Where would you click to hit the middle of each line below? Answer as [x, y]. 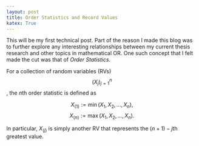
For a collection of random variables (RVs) [59, 71]
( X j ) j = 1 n [102, 82]
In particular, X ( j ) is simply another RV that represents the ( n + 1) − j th [92, 129]
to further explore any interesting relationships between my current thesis [98, 47]
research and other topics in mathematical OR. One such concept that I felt [100, 53]
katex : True [21, 23]
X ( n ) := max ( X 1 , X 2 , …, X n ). [102, 116]
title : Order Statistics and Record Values [62, 18]
